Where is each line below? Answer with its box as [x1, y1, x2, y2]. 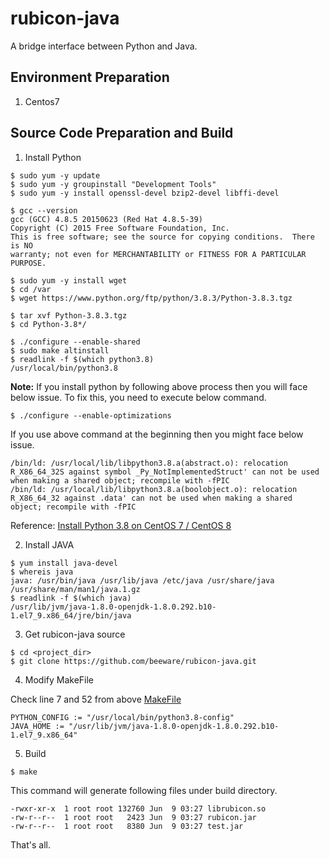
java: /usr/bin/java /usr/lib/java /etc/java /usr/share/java [10, 575, 275, 586]
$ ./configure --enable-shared [10, 337, 141, 347]
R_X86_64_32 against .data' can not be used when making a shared [10, 493, 293, 503]
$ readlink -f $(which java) [10, 593, 132, 603]
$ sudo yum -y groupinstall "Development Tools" [10, 179, 217, 189]
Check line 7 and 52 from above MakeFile [10, 693, 182, 705]
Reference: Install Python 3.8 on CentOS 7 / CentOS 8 [10, 519, 232, 531]
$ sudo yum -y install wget [10, 275, 128, 286]
